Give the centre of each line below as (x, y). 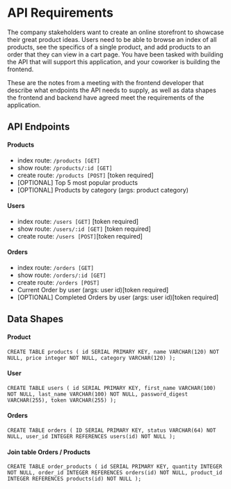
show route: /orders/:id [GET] (62, 275)
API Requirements (60, 13)
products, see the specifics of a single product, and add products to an (109, 47)
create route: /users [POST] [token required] (80, 236)
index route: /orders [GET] (55, 267)
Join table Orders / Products (49, 452)
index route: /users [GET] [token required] (78, 221)
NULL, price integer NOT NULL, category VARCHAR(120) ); (91, 358)
